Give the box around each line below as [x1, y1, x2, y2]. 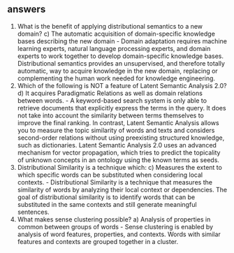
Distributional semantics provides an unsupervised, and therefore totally [17, 59, 226, 67]
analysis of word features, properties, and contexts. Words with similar [17, 230, 221, 238]
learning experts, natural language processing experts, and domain [17, 44, 211, 52]
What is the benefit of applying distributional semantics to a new [17, 22, 203, 30]
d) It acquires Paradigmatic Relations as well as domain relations [17, 89, 203, 97]
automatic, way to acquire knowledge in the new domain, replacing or [17, 66, 218, 75]
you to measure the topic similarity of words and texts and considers [17, 126, 215, 134]
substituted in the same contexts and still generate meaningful [17, 200, 197, 208]
